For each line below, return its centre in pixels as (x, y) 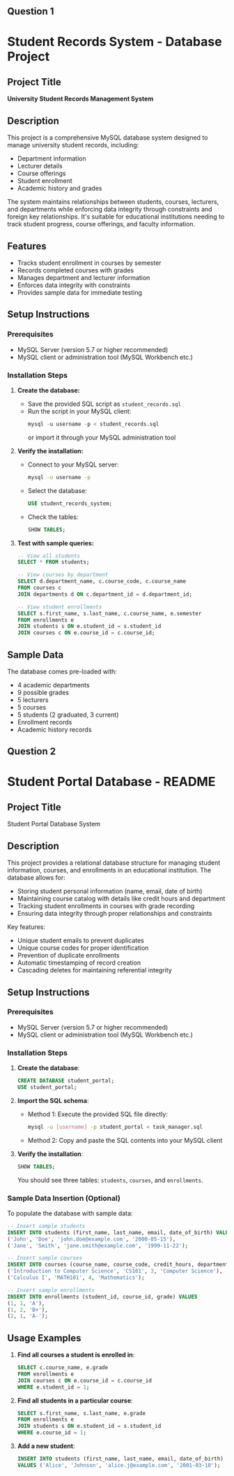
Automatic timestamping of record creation (79, 963)
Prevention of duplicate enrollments (68, 956)
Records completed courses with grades (76, 270)
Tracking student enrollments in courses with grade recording (106, 906)
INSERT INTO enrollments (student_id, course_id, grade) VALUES (102, 1296)
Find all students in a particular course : (75, 1401)
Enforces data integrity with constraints (74, 285)
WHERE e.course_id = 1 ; (52, 1433)
